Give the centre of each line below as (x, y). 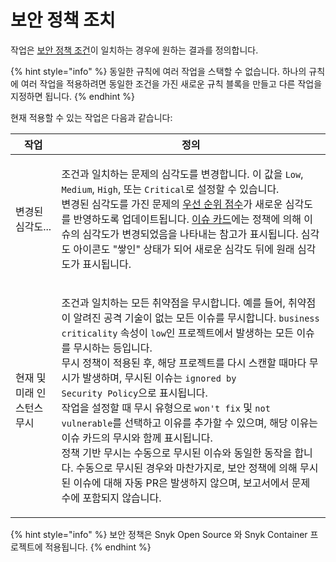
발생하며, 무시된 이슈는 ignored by (159, 378)
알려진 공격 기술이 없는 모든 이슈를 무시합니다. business (196, 318)
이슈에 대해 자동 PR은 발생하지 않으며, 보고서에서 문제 (192, 483)
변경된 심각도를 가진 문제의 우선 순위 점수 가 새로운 (172, 204)
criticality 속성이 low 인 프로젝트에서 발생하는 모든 (178, 333)
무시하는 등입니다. (113, 348)
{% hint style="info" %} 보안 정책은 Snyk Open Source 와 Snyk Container (159, 534)
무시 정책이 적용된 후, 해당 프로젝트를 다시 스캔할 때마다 (184, 363)
